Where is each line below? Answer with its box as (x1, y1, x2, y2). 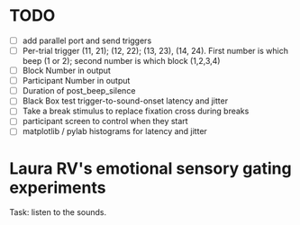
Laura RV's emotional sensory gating (9, 158, 292, 178)
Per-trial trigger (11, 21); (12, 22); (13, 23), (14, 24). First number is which (22, 46, 288, 56)
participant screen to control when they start (22, 116, 188, 127)
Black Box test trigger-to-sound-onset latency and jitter (22, 95, 228, 106)
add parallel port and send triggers (22, 35, 152, 46)
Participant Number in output (22, 76, 131, 86)
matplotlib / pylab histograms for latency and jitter (22, 126, 207, 137)
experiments (9, 177, 106, 198)
